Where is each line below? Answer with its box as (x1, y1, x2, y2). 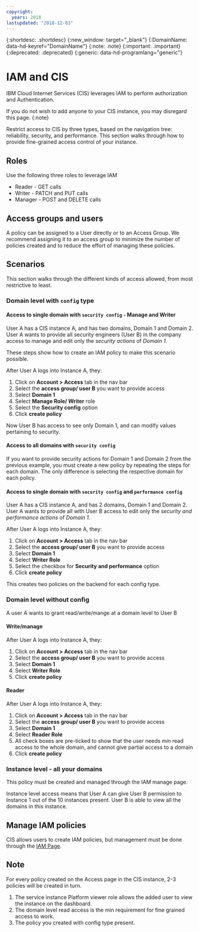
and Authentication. (6, 96, 55, 104)
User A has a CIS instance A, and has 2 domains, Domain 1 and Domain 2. (6, 501, 188, 509)
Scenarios (6, 259, 45, 269)
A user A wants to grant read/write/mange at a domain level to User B (6, 609, 177, 617)
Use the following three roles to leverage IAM (6, 172, 118, 179)
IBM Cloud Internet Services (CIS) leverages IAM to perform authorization (6, 90, 188, 97)
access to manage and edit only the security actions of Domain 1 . (6, 337, 167, 344)
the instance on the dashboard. (14, 900, 92, 907)
